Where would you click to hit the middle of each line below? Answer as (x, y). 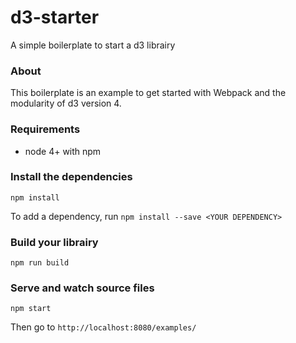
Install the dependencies (71, 177)
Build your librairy (54, 242)
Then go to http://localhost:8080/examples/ (103, 327)
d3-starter (55, 17)
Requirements (45, 129)
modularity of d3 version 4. (66, 103)
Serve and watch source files (82, 288)
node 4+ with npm (63, 151)
